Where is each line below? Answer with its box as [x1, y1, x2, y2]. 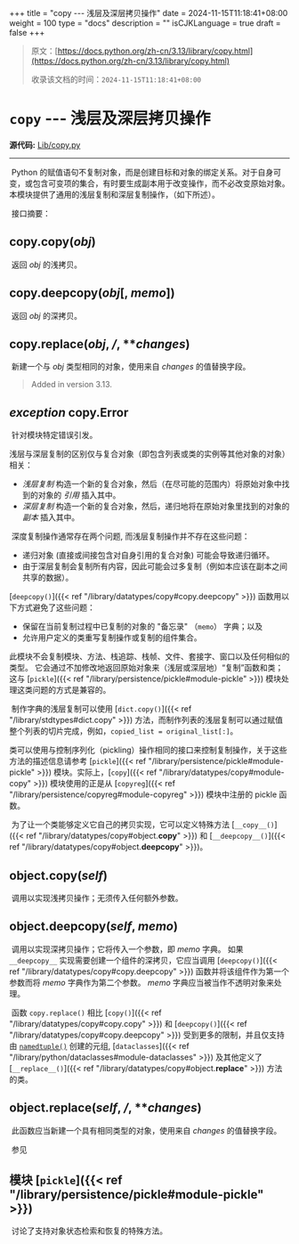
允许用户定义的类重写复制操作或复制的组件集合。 [21, 632, 202, 643]
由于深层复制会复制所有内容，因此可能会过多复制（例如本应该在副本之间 [21, 561, 287, 572]
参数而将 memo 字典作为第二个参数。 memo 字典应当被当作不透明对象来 [9, 977, 274, 988]
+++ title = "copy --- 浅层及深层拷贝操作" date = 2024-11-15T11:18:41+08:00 [9, 8, 288, 18]
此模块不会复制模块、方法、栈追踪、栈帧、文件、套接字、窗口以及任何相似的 [9, 651, 290, 662]
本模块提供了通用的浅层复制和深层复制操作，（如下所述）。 [9, 189, 220, 199]
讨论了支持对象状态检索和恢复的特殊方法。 [11, 1225, 167, 1236]
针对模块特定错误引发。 [11, 430, 98, 441]
